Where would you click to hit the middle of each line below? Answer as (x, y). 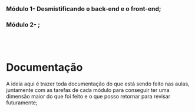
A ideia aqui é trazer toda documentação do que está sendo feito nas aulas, (98, 84)
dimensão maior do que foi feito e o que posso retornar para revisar (88, 97)
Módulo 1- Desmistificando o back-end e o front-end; (84, 9)
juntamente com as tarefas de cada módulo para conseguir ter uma (88, 90)
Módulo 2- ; (23, 24)
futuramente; (22, 103)
